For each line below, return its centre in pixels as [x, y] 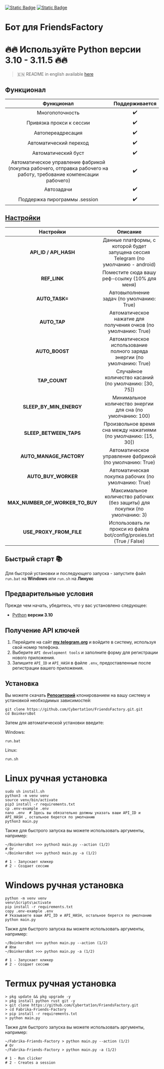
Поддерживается [135, 104]
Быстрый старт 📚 [34, 559]
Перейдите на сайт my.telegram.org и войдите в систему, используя [84, 642]
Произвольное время [129, 424]
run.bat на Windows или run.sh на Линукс [49, 578]
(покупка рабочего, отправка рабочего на [58, 168]
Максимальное [129, 490]
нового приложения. [33, 658]
